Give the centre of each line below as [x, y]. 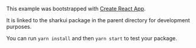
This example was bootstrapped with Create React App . [76, 9]
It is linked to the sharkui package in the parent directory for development [98, 20]
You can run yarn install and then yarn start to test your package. [92, 38]
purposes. [19, 27]
